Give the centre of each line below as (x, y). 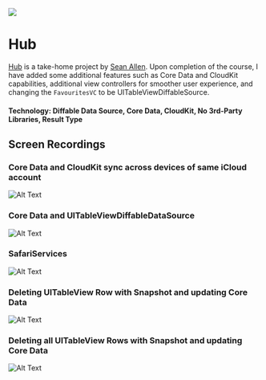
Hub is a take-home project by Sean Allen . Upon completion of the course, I (133, 66)
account (25, 177)
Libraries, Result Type (45, 119)
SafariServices (38, 254)
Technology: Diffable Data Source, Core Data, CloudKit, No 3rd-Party (125, 110)
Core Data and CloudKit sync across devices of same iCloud (127, 167)
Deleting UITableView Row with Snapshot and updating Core (128, 292)
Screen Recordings (57, 144)
